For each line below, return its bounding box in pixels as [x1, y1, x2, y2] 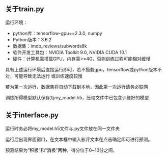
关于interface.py [5, 111, 59, 120]
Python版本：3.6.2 [12, 36, 52, 42]
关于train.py [5, 5, 44, 14]
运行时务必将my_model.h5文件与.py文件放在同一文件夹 [5, 125, 120, 131]
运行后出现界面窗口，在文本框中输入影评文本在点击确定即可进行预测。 [5, 136, 153, 142]
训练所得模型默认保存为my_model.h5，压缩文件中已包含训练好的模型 [5, 94, 149, 100]
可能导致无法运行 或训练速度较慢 [14, 73, 82, 79]
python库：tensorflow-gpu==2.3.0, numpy [12, 30, 103, 36]
